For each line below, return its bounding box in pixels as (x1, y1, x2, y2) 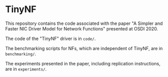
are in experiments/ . (5, 66, 47, 72)
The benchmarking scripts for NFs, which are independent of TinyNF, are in (5, 45, 163, 51)
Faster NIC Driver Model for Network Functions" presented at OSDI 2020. (5, 25, 158, 31)
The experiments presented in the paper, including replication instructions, (5, 60, 161, 66)
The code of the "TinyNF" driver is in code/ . (5, 35, 96, 42)
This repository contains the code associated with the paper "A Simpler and (5, 20, 163, 26)
